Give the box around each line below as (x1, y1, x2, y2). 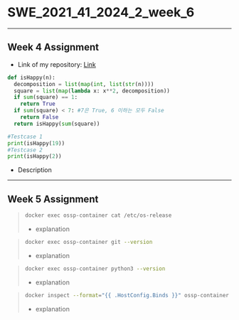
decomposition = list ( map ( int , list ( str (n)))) (14, 80, 154, 87)
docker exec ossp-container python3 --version (24, 265, 166, 272)
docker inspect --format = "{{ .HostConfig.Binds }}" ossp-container (24, 292, 230, 299)
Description (17, 166, 52, 174)
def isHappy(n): (7, 74, 55, 81)
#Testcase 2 (7, 146, 43, 154)
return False (20, 114, 59, 121)
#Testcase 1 (7, 133, 43, 140)
